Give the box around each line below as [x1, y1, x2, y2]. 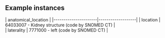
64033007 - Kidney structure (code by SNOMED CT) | [5, 22, 115, 28]
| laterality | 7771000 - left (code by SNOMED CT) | [5, 27, 108, 33]
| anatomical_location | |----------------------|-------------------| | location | [5, 17, 161, 22]
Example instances [5, 4, 65, 12]
